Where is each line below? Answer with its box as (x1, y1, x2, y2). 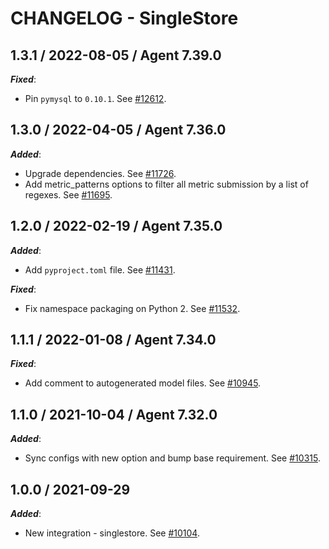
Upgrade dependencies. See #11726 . (24, 167, 177, 179)
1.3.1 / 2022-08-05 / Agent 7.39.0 (10, 47, 222, 64)
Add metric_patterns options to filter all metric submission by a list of (24, 178, 309, 190)
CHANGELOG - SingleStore (10, 7, 239, 30)
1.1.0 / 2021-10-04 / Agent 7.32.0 (10, 406, 218, 423)
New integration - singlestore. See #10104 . (24, 527, 200, 539)
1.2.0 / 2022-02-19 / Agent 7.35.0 (10, 218, 223, 235)
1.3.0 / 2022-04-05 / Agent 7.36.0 (10, 122, 227, 139)
